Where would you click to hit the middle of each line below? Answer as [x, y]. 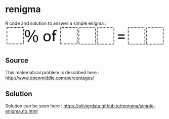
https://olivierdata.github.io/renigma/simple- [109, 106]
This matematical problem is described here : [52, 73]
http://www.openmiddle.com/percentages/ [50, 78]
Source [17, 60]
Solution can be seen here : [34, 106]
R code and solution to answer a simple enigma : [56, 23]
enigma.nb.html [22, 111]
